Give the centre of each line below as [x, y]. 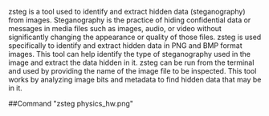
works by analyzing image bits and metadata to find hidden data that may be [135, 80]
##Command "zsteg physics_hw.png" [71, 104]
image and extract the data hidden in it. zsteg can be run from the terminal [131, 62]
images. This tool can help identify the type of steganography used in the [130, 54]
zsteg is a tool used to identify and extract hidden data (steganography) [127, 12]
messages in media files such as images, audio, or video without [115, 28]
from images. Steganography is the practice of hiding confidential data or [130, 20]
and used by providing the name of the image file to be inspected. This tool [132, 71]
